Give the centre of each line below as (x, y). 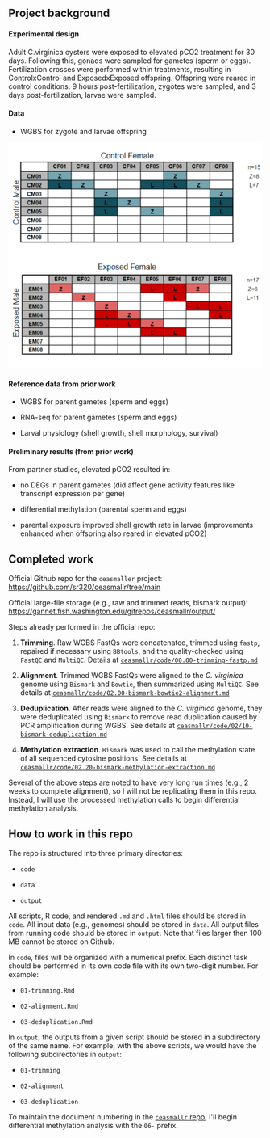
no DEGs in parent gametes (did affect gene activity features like (127, 485)
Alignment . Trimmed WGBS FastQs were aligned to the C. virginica (131, 676)
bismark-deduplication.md (63, 735)
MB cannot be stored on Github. (61, 942)
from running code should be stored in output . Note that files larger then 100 (135, 934)
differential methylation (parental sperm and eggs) (104, 509)
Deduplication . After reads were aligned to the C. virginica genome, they (141, 708)
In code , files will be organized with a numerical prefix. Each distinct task (128, 958)
